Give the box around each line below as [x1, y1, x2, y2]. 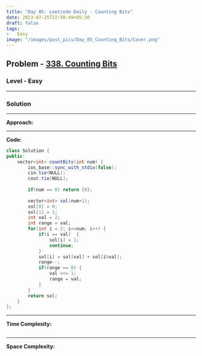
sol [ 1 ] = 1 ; [28, 209, 58, 215]
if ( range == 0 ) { [38, 265, 82, 271]
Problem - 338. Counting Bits [6, 59, 117, 69]
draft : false [6, 20, 39, 26]
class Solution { [6, 148, 50, 154]
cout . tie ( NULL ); [28, 175, 69, 182]
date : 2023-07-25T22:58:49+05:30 [6, 14, 90, 20]
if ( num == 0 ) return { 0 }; [28, 187, 93, 193]
